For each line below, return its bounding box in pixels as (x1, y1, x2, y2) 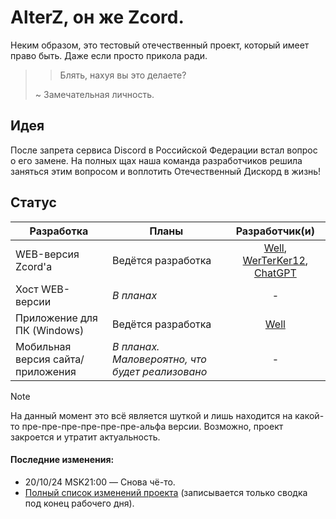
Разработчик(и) (235, 224, 316, 238)
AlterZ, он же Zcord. (10, 6, 185, 29)
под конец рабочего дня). (24, 497, 135, 509)
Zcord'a (15, 259, 53, 273)
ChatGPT (253, 266, 297, 280)
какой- (294, 409, 325, 421)
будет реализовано (111, 364, 208, 378)
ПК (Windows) (15, 323, 85, 337)
